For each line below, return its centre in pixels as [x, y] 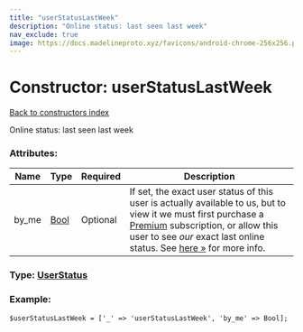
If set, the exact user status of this [201, 192]
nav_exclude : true [44, 34]
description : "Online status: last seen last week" [108, 26]
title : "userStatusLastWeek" [64, 18]
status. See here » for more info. [197, 248]
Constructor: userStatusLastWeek [141, 88]
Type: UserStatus [49, 275]
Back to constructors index [60, 113]
